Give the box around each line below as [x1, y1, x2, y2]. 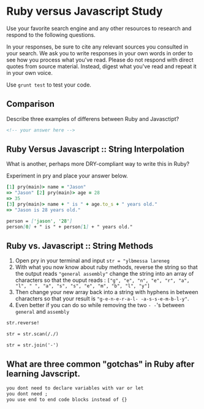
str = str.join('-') [6, 342, 59, 348]
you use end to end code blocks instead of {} [6, 396, 127, 403]
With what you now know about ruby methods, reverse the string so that [15, 263, 198, 271]
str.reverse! [6, 320, 40, 326]
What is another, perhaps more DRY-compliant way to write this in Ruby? [6, 160, 190, 168]
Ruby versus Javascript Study [6, 4, 163, 18]
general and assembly [15, 308, 69, 316]
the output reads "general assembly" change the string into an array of [15, 270, 194, 278]
